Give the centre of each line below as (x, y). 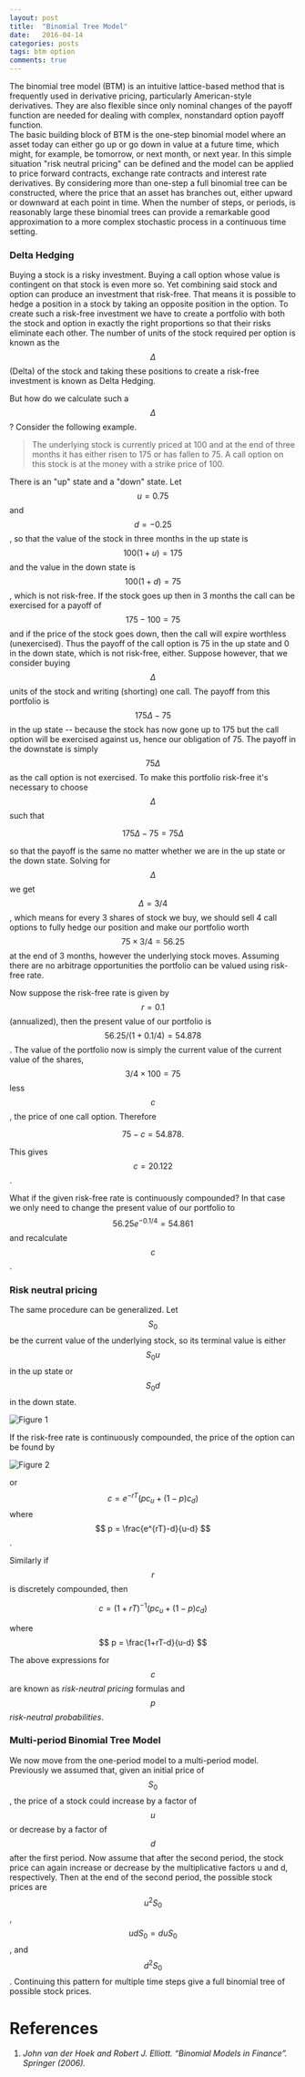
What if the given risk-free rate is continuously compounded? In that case (147, 1198)
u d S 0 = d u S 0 (153, 1934)
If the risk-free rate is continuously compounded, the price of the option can (152, 1437)
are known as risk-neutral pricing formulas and (97, 1689)
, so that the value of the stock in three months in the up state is (129, 539)
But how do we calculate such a (69, 398)
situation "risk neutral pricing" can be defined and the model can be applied (152, 164)
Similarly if (29, 1561)
